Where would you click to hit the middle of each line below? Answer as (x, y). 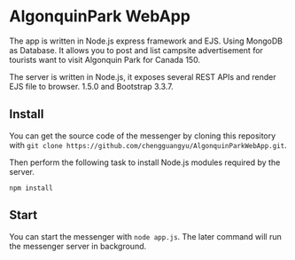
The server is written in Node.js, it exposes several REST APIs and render (143, 76)
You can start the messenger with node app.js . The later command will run (145, 236)
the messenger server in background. (78, 246)
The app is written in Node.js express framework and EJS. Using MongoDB (146, 41)
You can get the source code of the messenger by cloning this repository (143, 136)
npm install (31, 188)
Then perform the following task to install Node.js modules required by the (145, 162)
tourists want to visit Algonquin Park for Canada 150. (105, 59)
